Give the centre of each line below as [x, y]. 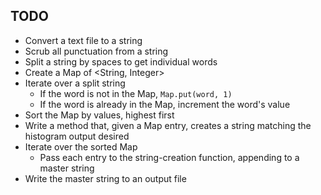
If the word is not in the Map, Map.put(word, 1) [136, 93]
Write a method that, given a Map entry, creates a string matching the [168, 125]
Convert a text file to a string [83, 40]
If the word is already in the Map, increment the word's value [165, 104]
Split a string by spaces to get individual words [121, 61]
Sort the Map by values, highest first [99, 115]
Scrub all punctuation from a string [96, 51]
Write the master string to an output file [105, 178]
